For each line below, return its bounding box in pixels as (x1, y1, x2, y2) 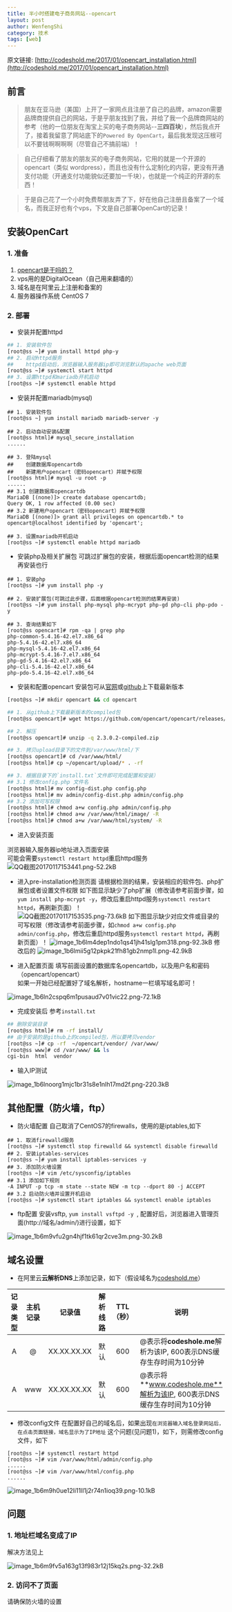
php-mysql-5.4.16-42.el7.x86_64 (7, 645, 100, 652)
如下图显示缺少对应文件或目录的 (128, 912, 220, 920)
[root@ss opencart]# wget (7, 715, 81, 722)
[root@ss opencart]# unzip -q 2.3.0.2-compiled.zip (7, 734, 159, 742)
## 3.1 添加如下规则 (7, 1177, 60, 1184)
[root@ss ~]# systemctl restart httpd (7, 1450, 119, 1457)
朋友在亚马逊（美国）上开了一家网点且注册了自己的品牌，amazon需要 (23, 105, 222, 113)
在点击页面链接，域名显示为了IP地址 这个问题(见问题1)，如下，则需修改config (17, 1427, 224, 1435)
